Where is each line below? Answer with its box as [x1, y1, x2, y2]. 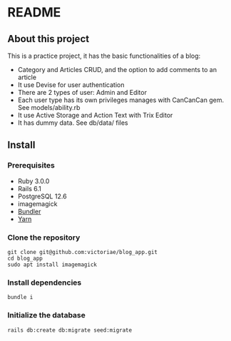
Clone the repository [7, 233, 81, 243]
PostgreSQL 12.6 [17, 192, 67, 200]
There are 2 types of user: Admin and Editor [17, 88, 148, 96]
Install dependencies [7, 278, 82, 287]
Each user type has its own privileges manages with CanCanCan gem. [17, 96, 225, 104]
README [7, 4, 61, 21]
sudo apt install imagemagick [7, 261, 98, 268]
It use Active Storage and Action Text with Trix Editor [17, 111, 173, 119]
